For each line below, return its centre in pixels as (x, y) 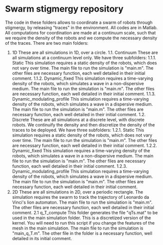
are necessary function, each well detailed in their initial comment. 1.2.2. (84, 145)
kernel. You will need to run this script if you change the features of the (83, 223)
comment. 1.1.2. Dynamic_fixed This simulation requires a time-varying (82, 78)
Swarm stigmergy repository (64, 9)
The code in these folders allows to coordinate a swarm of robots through (79, 22)
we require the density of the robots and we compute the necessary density (81, 38)
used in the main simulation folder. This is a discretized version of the (81, 218)
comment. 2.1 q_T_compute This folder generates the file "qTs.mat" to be (85, 212)
